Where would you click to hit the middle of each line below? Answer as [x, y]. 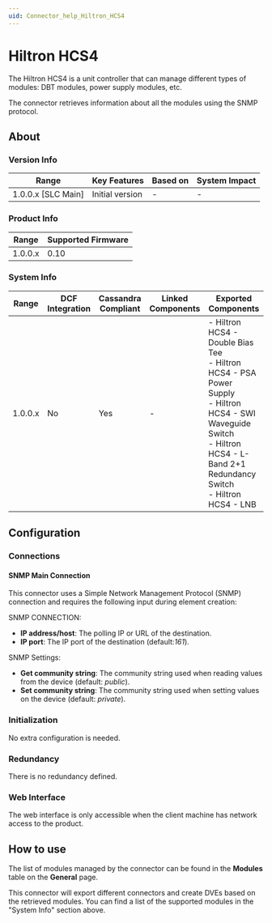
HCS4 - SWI [232, 413]
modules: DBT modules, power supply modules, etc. [95, 87]
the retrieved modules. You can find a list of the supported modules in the [131, 902]
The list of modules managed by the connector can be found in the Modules [136, 869]
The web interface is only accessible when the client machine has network [133, 815]
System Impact [227, 181]
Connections [34, 556]
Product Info [33, 219]
